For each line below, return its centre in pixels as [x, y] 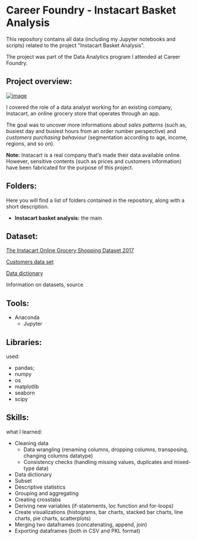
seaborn [25, 393]
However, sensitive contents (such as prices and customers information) [94, 161]
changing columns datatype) [58, 455]
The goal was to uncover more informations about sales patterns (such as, [96, 125]
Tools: [18, 303]
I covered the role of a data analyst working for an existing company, [89, 107]
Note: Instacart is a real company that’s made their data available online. [94, 155]
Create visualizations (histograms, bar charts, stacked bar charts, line [99, 512]
